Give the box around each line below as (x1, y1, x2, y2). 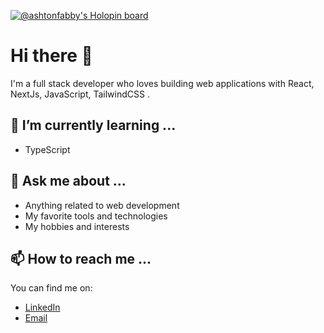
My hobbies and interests (24, 220, 130, 232)
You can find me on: (10, 282, 93, 294)
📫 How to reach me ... (10, 250, 152, 267)
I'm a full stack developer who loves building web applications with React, (10, 77, 315, 89)
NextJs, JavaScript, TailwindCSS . (10, 88, 150, 100)
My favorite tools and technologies (24, 210, 168, 222)
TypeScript (24, 143, 71, 155)
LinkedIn (24, 301, 61, 314)
